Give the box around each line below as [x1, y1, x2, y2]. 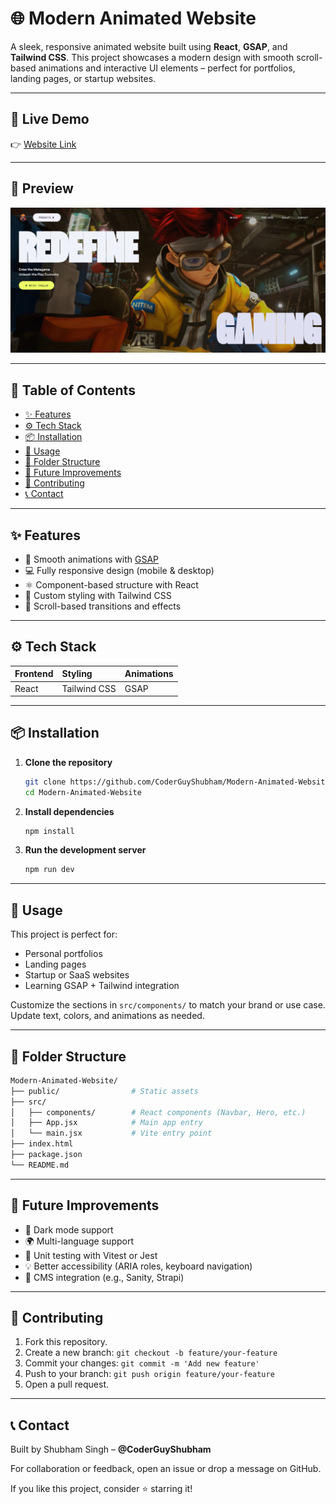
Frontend [14, 668, 54, 680]
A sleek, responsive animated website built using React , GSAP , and [10, 40, 288, 52]
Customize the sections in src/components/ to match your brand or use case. [10, 999, 326, 1011]
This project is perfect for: [10, 928, 118, 941]
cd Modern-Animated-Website [24, 787, 142, 797]
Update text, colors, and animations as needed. [10, 1010, 205, 1022]
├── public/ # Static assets [10, 1086, 199, 1096]
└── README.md [10, 1160, 70, 1170]
